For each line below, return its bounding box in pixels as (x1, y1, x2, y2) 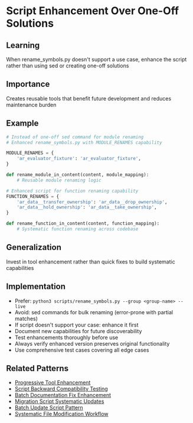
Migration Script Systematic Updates (14, 398, 104, 405)
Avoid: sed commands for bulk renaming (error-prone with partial (14, 308, 173, 315)
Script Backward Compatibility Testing (14, 385, 108, 392)
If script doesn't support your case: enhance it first (14, 321, 139, 328)
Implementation (6, 282, 66, 292)
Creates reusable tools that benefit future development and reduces (6, 95, 172, 102)
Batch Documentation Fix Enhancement (14, 392, 111, 399)
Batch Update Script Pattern (14, 404, 84, 411)
